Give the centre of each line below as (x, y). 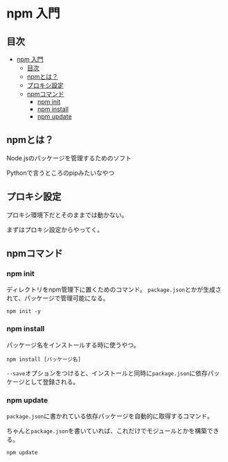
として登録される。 (52, 382)
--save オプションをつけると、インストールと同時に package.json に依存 (107, 373)
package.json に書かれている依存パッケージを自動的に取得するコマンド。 (110, 416)
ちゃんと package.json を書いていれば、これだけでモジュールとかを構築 (107, 431)
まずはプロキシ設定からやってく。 (55, 230)
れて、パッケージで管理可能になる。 (58, 298)
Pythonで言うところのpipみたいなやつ (61, 173)
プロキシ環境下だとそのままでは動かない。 (67, 214)
